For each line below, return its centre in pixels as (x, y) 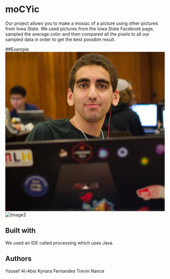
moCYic (22, 9)
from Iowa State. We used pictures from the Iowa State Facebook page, (80, 28)
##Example (17, 49)
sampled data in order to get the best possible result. (60, 39)
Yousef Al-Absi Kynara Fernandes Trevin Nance (55, 271)
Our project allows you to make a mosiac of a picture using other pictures (82, 23)
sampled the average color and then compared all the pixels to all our (77, 34)
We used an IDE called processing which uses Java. (59, 243)
